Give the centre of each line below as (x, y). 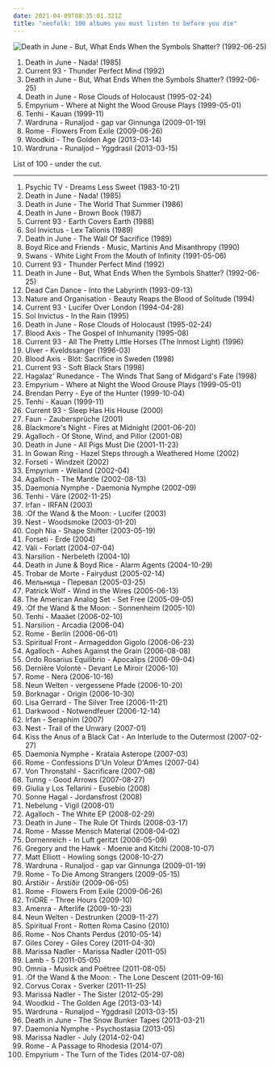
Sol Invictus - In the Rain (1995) (77, 315)
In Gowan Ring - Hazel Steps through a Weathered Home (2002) (132, 453)
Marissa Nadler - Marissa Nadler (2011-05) (96, 951)
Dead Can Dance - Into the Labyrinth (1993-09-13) (109, 290)
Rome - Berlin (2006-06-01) (71, 633)
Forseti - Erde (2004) (60, 539)
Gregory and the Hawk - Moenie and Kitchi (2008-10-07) (119, 848)
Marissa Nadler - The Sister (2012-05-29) (94, 994)
